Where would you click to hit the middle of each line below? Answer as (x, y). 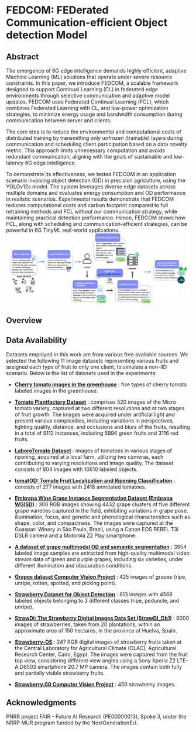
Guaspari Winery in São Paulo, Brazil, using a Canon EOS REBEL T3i (96, 529)
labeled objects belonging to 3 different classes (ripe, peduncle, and (97, 600)
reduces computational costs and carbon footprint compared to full (87, 205)
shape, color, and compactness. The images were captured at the (94, 523)
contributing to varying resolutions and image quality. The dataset (94, 463)
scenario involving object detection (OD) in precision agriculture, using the (96, 180)
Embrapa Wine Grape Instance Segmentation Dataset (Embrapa (94, 498)
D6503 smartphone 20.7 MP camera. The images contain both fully (101, 666)
